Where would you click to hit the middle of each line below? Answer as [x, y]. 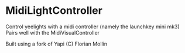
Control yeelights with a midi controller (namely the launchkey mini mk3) [92, 26]
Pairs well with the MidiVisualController [53, 32]
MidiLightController [54, 11]
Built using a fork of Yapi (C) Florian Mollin [56, 44]
